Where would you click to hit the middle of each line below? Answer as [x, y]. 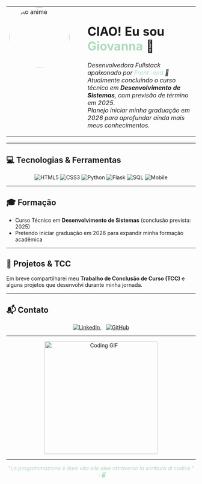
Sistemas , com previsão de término [138, 96]
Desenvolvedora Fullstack [124, 66]
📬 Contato [28, 310]
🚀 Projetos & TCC [39, 264]
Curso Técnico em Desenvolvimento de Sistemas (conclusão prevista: [103, 220]
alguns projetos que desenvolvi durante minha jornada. [75, 284]
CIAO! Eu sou [126, 31]
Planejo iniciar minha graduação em [139, 111]
